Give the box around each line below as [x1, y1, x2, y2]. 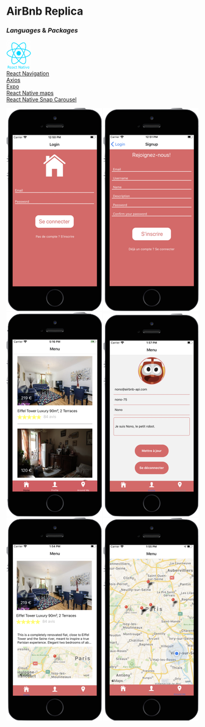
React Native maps [6, 89, 54, 96]
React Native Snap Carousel [6, 96, 77, 103]
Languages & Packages [6, 26, 78, 35]
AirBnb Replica [6, 4, 84, 18]
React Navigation [6, 69, 50, 77]
